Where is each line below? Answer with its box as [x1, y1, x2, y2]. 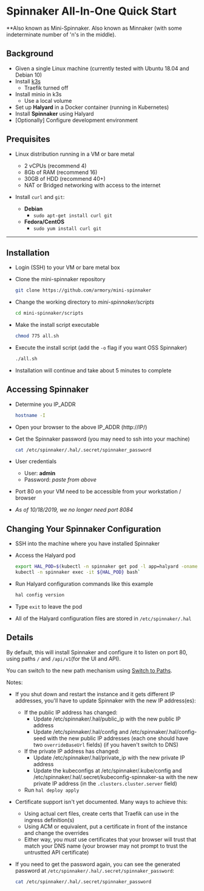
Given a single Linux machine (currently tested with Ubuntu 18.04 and [15, 65, 189, 72]
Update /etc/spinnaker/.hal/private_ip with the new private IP [33, 753, 185, 761]
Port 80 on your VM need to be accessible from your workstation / [15, 488, 182, 495]
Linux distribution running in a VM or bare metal [15, 150, 135, 158]
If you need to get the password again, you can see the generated [15, 860, 180, 868]
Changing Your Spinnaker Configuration [6, 523, 161, 534]
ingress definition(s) [24, 816, 75, 823]
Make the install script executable [15, 321, 100, 329]
